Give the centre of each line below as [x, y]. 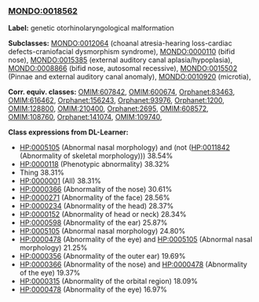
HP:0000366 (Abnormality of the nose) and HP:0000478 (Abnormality [133, 264]
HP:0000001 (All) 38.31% [60, 181]
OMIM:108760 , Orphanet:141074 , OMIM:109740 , [85, 117]
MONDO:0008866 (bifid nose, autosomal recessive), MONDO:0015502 [123, 68]
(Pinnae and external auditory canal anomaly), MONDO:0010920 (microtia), [129, 77]
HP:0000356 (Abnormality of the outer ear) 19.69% [102, 256]
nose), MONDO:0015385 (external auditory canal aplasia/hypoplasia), [120, 60]
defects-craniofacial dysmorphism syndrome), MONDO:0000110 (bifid [122, 52]
